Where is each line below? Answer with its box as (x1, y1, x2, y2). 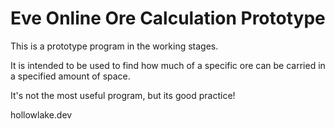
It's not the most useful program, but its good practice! (10, 89, 236, 101)
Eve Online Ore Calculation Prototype (10, 7, 326, 30)
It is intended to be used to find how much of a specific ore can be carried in (10, 59, 326, 71)
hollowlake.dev (10, 108, 73, 121)
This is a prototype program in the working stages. (10, 40, 219, 52)
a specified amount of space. (10, 70, 131, 82)
